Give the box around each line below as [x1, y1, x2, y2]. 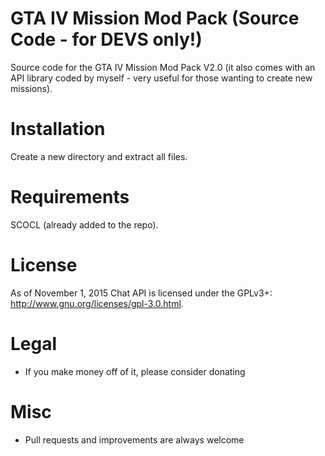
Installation [10, 118, 106, 141]
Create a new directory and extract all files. [10, 150, 188, 162]
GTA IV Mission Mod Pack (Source [10, 7, 300, 30]
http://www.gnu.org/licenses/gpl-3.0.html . [10, 297, 184, 309]
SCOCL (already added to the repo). [10, 218, 159, 231]
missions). [10, 82, 53, 94]
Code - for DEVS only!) [10, 28, 203, 51]
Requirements [10, 186, 130, 209]
